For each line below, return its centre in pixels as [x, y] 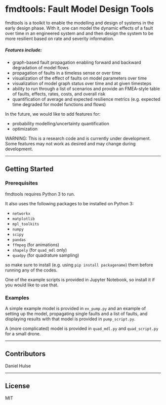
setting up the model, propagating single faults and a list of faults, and [76, 314]
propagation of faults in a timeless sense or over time [66, 73]
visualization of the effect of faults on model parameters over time [80, 78]
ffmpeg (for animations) [36, 245]
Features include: [23, 50]
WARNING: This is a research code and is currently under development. [78, 138]
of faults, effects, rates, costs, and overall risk [59, 94]
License [18, 386]
